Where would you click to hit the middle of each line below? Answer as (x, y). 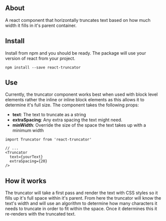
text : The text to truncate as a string (49, 115)
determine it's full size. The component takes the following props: (72, 105)
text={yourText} (26, 157)
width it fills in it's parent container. (41, 25)
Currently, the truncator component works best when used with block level (82, 94)
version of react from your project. (40, 58)
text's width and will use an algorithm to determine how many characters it (81, 204)
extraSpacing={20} (29, 161)
